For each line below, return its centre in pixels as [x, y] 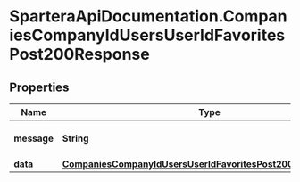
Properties [39, 87]
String [75, 138]
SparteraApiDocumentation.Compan [148, 17]
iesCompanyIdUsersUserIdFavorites [147, 35]
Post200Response [79, 54]
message [33, 138]
